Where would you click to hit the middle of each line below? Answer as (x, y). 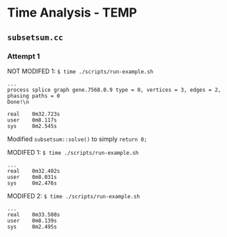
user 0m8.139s (32, 220)
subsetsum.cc (35, 37)
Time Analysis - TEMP (72, 13)
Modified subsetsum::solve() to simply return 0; (77, 139)
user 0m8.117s (32, 120)
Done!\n (18, 102)
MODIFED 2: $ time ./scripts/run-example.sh (74, 196)
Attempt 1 (24, 56)
